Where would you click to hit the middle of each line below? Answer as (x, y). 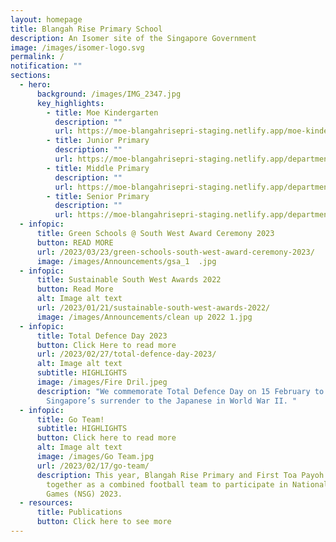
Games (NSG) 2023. (84, 494)
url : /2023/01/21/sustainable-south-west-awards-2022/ (153, 308)
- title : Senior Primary (98, 196)
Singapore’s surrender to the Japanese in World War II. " (172, 401)
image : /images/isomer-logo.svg (77, 47)
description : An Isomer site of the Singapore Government (133, 38)
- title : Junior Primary (98, 141)
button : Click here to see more (104, 522)
